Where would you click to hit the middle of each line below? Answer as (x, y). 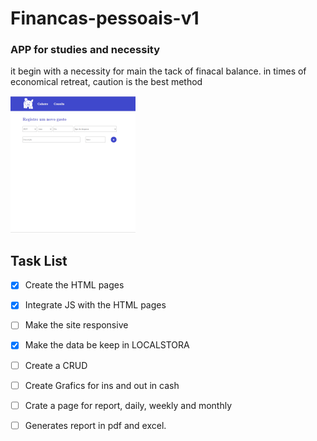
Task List (39, 260)
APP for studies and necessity (85, 50)
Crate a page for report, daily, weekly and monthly (128, 405)
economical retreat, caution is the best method (106, 82)
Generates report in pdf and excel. (95, 425)
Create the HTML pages (74, 285)
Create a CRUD (56, 365)
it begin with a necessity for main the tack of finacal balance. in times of (158, 71)
